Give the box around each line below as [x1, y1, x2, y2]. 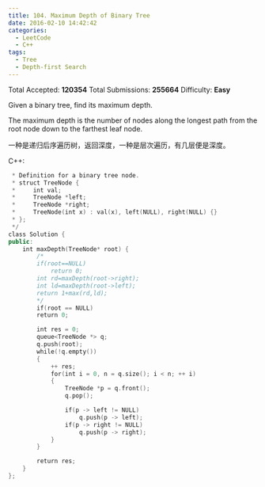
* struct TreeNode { [11, 179, 80, 187]
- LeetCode [15, 33, 51, 42]
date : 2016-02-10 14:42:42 [8, 19, 97, 27]
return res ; [36, 457, 77, 466]
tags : [8, 48, 26, 56]
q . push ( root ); [36, 341, 83, 348]
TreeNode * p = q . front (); [64, 385, 150, 393]
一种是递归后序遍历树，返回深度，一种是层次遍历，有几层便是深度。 [8, 140, 230, 150]
